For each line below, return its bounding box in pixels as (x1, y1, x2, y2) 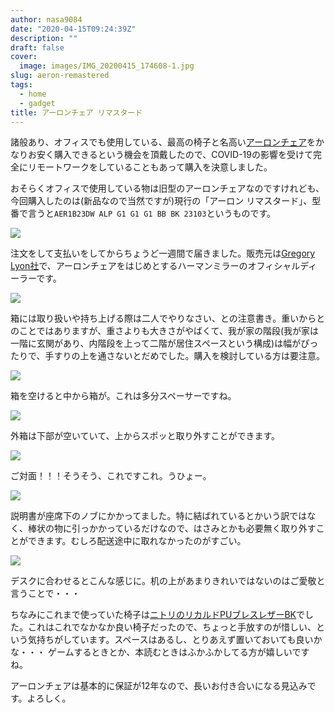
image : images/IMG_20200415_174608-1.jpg (19, 61, 195, 71)
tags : (10, 80, 33, 90)
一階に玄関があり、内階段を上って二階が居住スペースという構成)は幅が (10, 337, 302, 350)
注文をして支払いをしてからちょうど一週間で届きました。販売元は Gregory (10, 247, 316, 260)
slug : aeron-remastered (10, 71, 110, 81)
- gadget (19, 98, 56, 108)
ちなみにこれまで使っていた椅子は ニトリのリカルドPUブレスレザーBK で (10, 609, 305, 621)
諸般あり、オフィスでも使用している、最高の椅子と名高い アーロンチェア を (10, 136, 316, 148)
